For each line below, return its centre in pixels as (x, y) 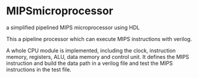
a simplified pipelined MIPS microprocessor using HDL (73, 27)
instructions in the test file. (39, 69)
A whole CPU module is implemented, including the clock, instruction (91, 50)
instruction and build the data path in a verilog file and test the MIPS (89, 63)
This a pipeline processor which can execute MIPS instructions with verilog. (99, 39)
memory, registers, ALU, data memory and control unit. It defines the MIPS (98, 57)
